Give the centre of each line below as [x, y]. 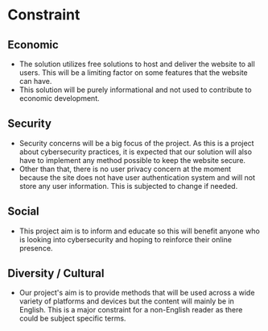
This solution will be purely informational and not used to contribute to [135, 90]
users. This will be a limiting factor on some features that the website [133, 73]
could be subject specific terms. [72, 318]
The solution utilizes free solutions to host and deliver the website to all [137, 64]
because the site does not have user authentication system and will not [137, 177]
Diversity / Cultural [56, 273]
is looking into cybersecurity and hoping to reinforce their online [126, 239]
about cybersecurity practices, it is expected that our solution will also [136, 152]
